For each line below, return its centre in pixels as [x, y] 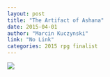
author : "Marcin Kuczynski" [48, 33]
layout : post [26, 14]
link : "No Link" [31, 40]
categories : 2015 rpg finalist [53, 46]
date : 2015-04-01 [32, 27]
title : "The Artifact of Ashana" [56, 20]
